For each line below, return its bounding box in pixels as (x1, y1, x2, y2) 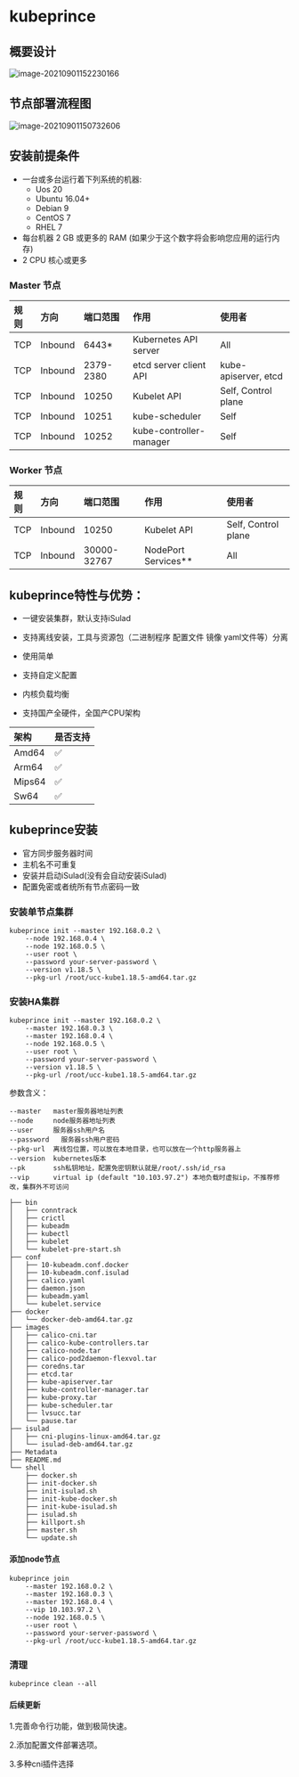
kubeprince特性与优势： (9, 587, 145, 602)
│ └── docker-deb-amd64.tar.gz (9, 1315, 133, 1324)
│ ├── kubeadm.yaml (9, 1292, 90, 1301)
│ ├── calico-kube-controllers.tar (9, 1339, 149, 1347)
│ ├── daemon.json (9, 1284, 86, 1293)
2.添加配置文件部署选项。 (9, 1740, 102, 1750)
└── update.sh (25, 1534, 77, 1543)
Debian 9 (35, 202, 69, 213)
